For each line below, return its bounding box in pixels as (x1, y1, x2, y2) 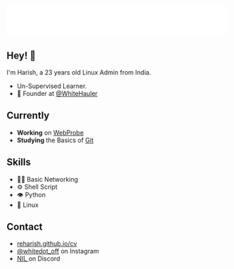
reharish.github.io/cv (16, 239, 77, 248)
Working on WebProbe (16, 128, 84, 137)
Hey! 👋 (6, 49, 37, 61)
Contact (6, 221, 43, 233)
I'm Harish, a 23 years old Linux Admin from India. (6, 68, 152, 76)
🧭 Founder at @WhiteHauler (16, 89, 98, 97)
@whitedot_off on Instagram (16, 247, 99, 256)
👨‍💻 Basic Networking (16, 175, 79, 183)
